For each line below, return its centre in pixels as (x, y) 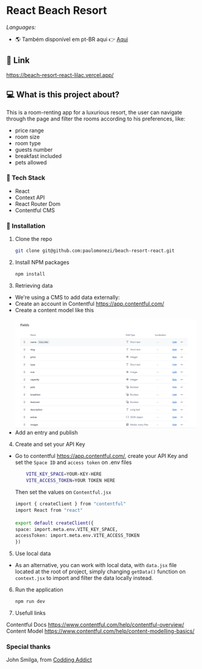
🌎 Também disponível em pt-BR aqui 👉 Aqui (71, 39)
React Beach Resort (57, 11)
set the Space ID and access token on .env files (73, 462)
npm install (30, 274)
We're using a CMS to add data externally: (67, 297)
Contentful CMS (35, 210)
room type (28, 143)
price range (29, 130)
